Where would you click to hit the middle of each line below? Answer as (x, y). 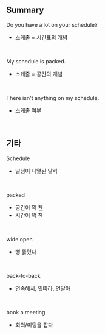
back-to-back (23, 275)
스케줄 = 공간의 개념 (39, 74)
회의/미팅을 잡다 (34, 325)
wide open (19, 239)
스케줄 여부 (28, 110)
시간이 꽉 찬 (29, 215)
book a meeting (26, 312)
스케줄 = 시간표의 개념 (41, 37)
